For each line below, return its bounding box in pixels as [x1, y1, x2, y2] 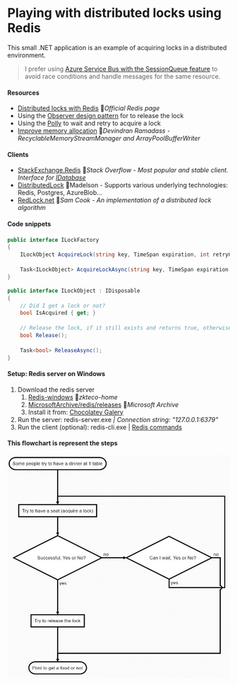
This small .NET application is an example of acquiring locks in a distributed [7, 43, 227, 52]
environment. [7, 51, 46, 59]
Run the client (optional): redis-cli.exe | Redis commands [17, 423, 182, 431]
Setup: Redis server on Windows [7, 370, 106, 378]
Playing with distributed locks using [7, 5, 222, 21]
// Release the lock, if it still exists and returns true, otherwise [20, 324, 232, 332]
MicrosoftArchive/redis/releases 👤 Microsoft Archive [28, 400, 179, 409]
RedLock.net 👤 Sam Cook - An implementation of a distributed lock [17, 196, 212, 204]
